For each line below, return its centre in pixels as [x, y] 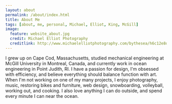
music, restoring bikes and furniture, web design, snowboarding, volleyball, [84, 85]
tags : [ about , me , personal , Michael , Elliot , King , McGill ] [72, 24]
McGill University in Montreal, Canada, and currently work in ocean [76, 63]
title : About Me [23, 19]
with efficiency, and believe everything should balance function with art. [81, 74]
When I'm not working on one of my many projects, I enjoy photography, [82, 79]
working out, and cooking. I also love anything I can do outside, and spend [84, 91]
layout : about [20, 10]
